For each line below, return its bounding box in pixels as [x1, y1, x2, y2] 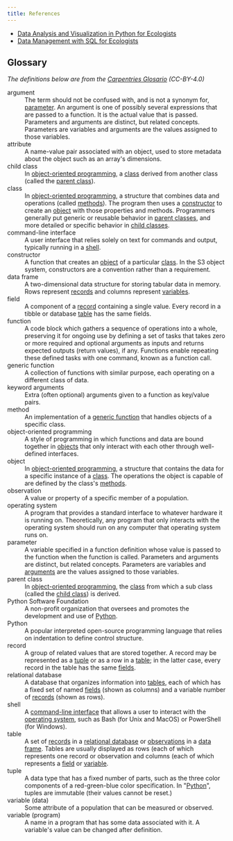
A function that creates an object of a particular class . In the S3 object [24, 258, 225, 266]
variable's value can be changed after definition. [24, 826, 163, 834]
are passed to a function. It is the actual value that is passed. [24, 110, 198, 119]
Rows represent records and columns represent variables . [24, 287, 191, 296]
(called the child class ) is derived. [24, 590, 121, 598]
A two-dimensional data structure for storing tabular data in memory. [24, 280, 221, 289]
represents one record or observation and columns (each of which [24, 752, 215, 761]
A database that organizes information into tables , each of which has [24, 678, 221, 687]
